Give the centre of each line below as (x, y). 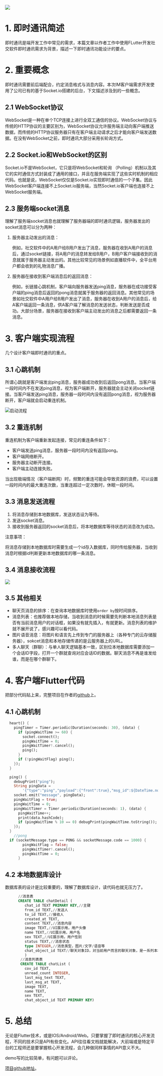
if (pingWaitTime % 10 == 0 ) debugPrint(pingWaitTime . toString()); (88, 822)
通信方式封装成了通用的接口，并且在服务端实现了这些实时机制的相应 (90, 174)
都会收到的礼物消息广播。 (42, 266)
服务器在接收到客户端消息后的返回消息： (52, 276)
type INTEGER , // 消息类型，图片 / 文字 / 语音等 (65, 946)
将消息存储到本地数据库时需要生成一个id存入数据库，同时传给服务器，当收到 (81, 547)
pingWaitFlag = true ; (35, 800)
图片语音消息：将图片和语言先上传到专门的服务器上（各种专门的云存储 (82, 635)
